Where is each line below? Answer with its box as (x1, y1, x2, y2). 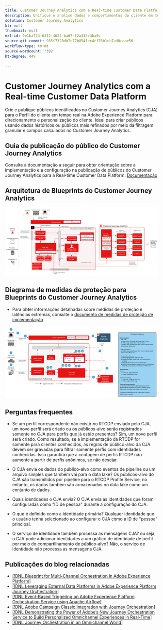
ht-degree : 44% (5, 54, 36, 59)
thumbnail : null (5, 28, 38, 33)
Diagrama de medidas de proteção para (5, 286, 127, 294)
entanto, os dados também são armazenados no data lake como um (12, 482, 148, 488)
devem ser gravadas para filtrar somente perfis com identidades (12, 447, 141, 452)
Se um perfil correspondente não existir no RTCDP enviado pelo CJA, (12, 421, 151, 427)
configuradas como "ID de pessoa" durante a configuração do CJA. (12, 501, 148, 507)
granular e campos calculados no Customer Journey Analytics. (5, 128, 131, 133)
